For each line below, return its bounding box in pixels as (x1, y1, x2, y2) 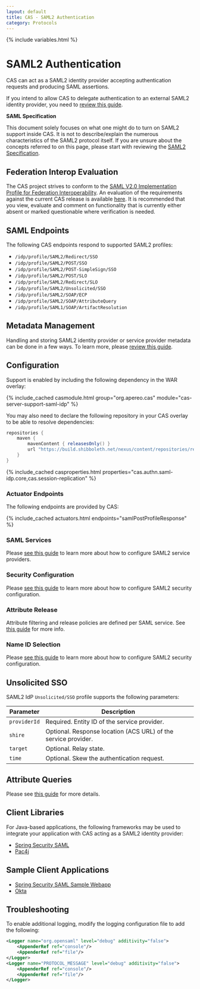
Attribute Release (6, 605, 58, 614)
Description (101, 708, 136, 716)
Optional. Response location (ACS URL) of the (45, 728, 174, 736)
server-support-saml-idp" (6, 400, 70, 408)
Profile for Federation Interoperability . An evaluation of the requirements (6, 189, 183, 196)
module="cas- (157, 394, 192, 401)
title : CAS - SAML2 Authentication (6, 14, 95, 20)
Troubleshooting (6, 904, 70, 914)
